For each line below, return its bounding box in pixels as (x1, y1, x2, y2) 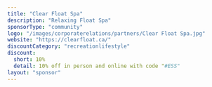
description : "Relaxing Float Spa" (7, 17, 112, 24)
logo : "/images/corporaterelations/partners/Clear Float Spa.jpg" (7, 29, 206, 37)
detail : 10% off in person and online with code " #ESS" (13, 62, 180, 69)
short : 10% (13, 56, 46, 63)
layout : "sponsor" (7, 69, 61, 76)
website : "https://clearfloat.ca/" (7, 36, 112, 43)
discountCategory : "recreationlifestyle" (7, 43, 131, 50)
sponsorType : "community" (7, 23, 83, 30)
